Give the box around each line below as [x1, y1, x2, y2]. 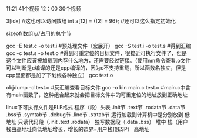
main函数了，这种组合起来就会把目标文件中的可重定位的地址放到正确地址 [11, 91, 188, 98]
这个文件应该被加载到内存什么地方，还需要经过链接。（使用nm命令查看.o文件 [6, 57, 191, 64]
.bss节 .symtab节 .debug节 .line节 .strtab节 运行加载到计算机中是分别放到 [6, 111, 183, 118]
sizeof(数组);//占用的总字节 [6, 30, 72, 37]
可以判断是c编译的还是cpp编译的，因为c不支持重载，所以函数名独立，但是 [6, 64, 186, 71]
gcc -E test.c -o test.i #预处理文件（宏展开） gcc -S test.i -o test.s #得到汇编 [6, 43, 191, 49]
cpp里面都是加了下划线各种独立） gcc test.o [6, 72, 113, 78]
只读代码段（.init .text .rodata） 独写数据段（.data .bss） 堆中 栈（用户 [17, 119, 188, 125]
